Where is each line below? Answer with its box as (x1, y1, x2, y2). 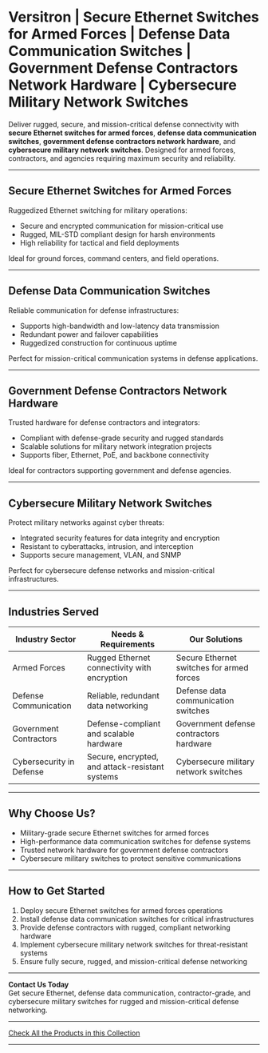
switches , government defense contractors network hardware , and (8, 136, 236, 146)
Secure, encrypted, (86, 751, 160, 762)
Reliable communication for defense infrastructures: (8, 305, 179, 315)
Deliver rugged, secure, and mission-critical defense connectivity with (8, 119, 239, 129)
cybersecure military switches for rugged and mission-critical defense (8, 996, 239, 1006)
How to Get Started (8, 884, 105, 898)
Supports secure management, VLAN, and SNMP (19, 551, 182, 560)
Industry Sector (15, 634, 77, 644)
